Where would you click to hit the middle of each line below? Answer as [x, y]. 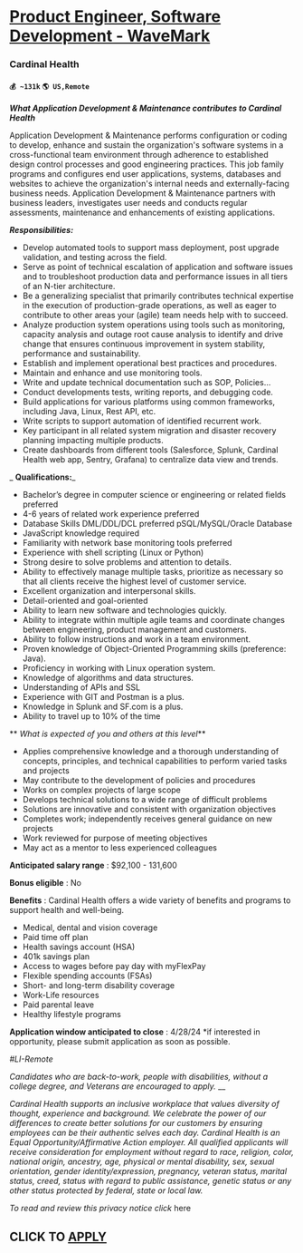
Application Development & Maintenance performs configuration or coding [148, 136]
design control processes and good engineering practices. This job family [147, 164]
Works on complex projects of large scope [101, 790]
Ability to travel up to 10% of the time [91, 716]
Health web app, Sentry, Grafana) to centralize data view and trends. [150, 460]
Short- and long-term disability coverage [99, 986]
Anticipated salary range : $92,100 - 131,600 [94, 865]
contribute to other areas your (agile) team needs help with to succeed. [155, 316]
